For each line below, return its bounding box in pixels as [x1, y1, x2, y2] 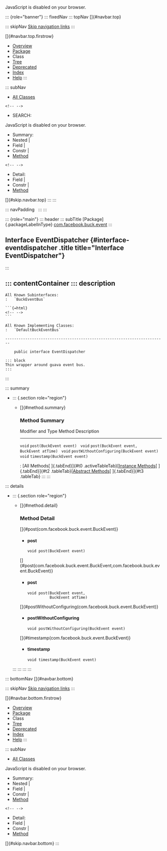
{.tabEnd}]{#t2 [19, 468, 50, 474]
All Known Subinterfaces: [5, 292, 59, 297]
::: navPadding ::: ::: [5, 207, 47, 213]
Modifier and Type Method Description [19, 428, 99, 434]
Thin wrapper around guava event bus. [5, 362, 85, 367]
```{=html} [5, 305, 28, 311]
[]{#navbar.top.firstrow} [5, 33, 54, 39]
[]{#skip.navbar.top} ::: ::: [5, 197, 57, 203]
